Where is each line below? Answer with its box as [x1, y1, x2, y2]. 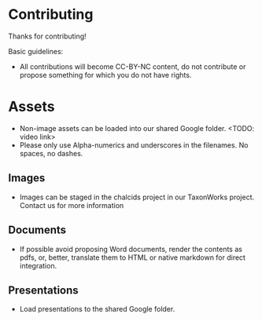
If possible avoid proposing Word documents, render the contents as [19, 244, 242, 254]
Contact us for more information [19, 200, 124, 210]
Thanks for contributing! [8, 31, 87, 41]
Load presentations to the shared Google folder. [19, 305, 175, 314]
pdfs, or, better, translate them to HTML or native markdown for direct [19, 253, 246, 262]
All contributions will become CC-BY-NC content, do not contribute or [19, 61, 246, 71]
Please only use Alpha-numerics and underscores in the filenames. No [19, 140, 249, 150]
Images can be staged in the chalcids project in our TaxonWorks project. [19, 192, 255, 202]
